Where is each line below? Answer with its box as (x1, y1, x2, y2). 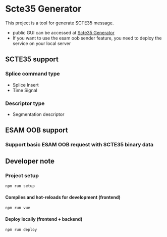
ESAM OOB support (5, 126, 68, 135)
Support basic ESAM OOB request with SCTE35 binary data (5, 141, 154, 148)
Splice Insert (12, 82, 39, 88)
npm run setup (5, 183, 35, 188)
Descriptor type (5, 100, 45, 107)
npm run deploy (5, 227, 37, 232)
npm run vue (5, 206, 30, 211)
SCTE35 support (5, 55, 59, 64)
